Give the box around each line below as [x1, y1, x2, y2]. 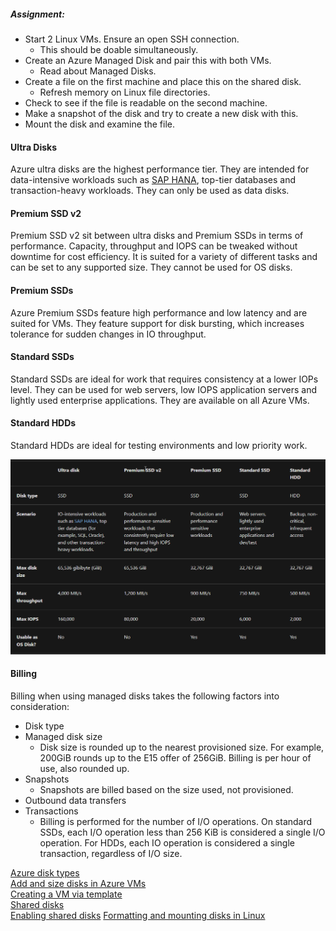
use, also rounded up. [39, 762, 130, 774]
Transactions [24, 805, 79, 817]
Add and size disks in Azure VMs [10, 877, 147, 889]
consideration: [10, 700, 70, 712]
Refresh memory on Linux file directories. [39, 86, 211, 98]
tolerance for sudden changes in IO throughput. [10, 328, 207, 340]
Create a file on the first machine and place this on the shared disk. [24, 75, 302, 87]
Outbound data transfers [24, 794, 127, 806]
